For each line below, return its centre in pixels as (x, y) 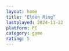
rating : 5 (18, 39)
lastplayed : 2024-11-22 (35, 22)
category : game (24, 33)
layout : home (22, 11)
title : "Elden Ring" (31, 17)
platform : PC (22, 28)
